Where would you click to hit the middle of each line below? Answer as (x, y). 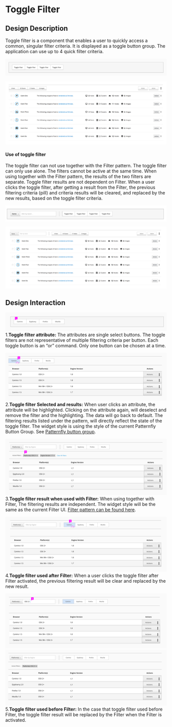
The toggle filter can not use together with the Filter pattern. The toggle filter (86, 166)
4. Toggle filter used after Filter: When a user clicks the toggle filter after (82, 575)
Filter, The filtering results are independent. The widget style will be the (81, 504)
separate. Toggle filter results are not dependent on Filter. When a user (80, 182)
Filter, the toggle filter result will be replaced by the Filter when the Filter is (84, 715)
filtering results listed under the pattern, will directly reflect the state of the (84, 421)
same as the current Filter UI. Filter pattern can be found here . (71, 510)
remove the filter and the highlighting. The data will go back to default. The (84, 415)
